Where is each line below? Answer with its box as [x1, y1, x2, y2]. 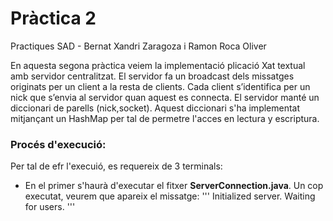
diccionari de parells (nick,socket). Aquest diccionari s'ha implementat [10, 102, 301, 114]
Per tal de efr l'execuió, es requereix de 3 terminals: [10, 160, 223, 172]
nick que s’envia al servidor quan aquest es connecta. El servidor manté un [10, 91, 320, 103]
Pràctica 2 [10, 7, 97, 30]
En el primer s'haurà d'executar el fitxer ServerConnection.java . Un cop [24, 180, 324, 192]
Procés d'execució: [10, 137, 107, 151]
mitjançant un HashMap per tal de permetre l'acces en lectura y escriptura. [10, 112, 320, 124]
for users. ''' [24, 201, 76, 213]
